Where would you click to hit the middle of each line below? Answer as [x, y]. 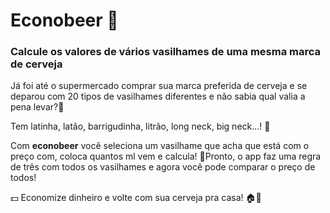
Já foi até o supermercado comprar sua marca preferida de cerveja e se [159, 86]
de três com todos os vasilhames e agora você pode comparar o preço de [163, 167]
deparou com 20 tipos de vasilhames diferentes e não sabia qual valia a [158, 96]
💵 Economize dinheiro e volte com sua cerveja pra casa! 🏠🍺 [136, 198]
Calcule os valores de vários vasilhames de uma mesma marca [166, 52]
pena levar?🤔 [37, 107]
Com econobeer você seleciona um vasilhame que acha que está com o [160, 146]
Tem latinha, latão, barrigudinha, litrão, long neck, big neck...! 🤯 [140, 126]
